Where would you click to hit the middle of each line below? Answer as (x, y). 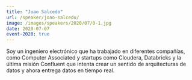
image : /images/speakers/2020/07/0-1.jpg (59, 23)
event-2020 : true (28, 34)
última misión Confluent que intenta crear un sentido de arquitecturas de (96, 64)
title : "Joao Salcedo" (35, 12)
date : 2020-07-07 (28, 29)
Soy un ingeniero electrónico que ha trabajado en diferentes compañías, (96, 51)
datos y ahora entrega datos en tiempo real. (60, 70)
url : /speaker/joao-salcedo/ (43, 17)
